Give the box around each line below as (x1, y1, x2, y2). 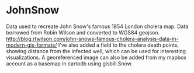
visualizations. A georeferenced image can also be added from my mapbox (6, 54, 187, 61)
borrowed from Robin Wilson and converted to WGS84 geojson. (6, 29, 160, 36)
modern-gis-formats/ (6, 41, 57, 48)
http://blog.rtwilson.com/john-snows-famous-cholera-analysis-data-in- (6, 35, 179, 42)
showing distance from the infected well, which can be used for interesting (6, 47, 186, 54)
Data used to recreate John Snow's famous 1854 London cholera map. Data (6, 23, 189, 30)
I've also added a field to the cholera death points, (58, 41, 179, 48)
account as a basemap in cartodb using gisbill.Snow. (6, 60, 133, 67)
